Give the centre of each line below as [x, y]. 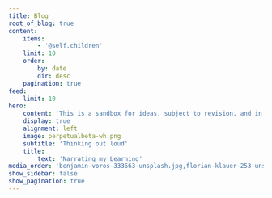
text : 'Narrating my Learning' [90, 158]
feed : [17, 91]
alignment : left [51, 128]
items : [34, 38]
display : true [47, 121]
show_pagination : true [47, 181]
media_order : [30, 166]
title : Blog [28, 16]
